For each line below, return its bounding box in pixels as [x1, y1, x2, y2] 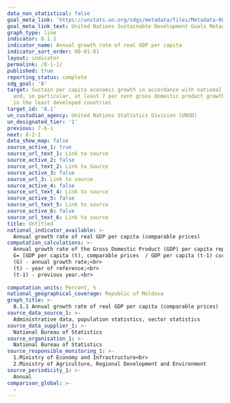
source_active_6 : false [7, 208, 75, 215]
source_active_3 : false [7, 169, 75, 176]
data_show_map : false [7, 138, 69, 145]
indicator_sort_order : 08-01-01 [7, 49, 99, 56]
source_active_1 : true [7, 144, 72, 151]
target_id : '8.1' [7, 106, 57, 112]
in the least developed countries [13, 99, 112, 106]
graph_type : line [7, 29, 57, 36]
